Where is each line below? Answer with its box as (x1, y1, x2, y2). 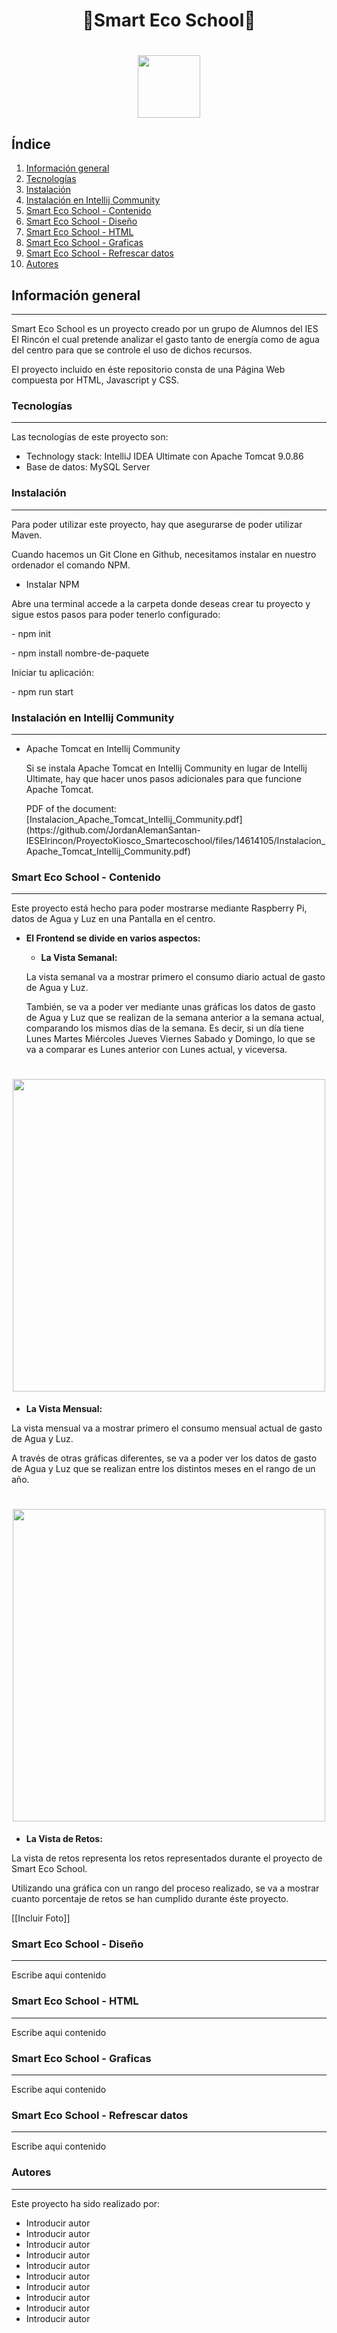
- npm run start (11, 685, 74, 698)
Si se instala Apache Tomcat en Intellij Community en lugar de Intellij (25, 762, 308, 774)
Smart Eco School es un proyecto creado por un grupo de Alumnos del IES (11, 323, 319, 334)
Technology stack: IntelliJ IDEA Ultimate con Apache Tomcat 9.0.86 (25, 450, 304, 463)
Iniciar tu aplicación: (11, 666, 94, 678)
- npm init (11, 627, 52, 639)
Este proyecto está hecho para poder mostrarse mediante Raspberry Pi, (11, 902, 308, 914)
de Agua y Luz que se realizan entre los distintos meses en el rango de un (11, 1463, 316, 1475)
